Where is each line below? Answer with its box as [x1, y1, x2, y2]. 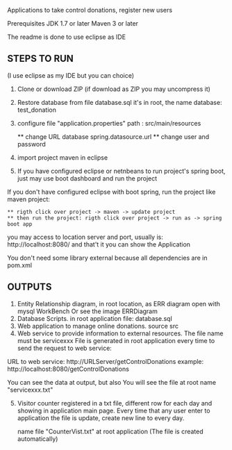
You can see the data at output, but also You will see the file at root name [7, 378, 217, 386]
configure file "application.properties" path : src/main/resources [17, 119, 201, 127]
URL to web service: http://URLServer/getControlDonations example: [7, 357, 204, 365]
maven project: [7, 194, 51, 203]
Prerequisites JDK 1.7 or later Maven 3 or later [7, 19, 139, 27]
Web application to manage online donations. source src [17, 322, 179, 330]
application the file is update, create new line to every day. [17, 413, 185, 422]
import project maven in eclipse [17, 153, 108, 162]
